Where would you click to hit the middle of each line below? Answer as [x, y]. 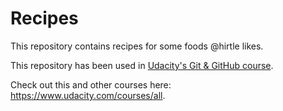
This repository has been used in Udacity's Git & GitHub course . [142, 65]
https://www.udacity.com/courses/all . [88, 95]
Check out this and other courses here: [91, 84]
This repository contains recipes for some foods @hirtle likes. [137, 46]
